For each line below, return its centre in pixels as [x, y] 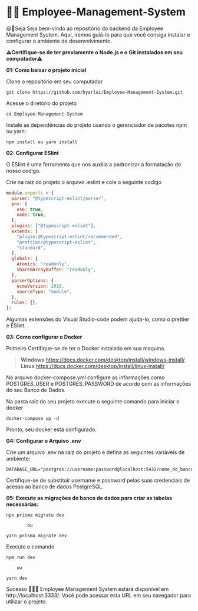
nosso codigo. [24, 170]
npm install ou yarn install [42, 142]
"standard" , [31, 248]
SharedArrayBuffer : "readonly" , [56, 270]
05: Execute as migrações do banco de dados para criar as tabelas [89, 498]
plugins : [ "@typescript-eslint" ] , [54, 226]
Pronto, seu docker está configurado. [52, 429]
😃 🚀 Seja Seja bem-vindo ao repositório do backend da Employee [85, 28]
